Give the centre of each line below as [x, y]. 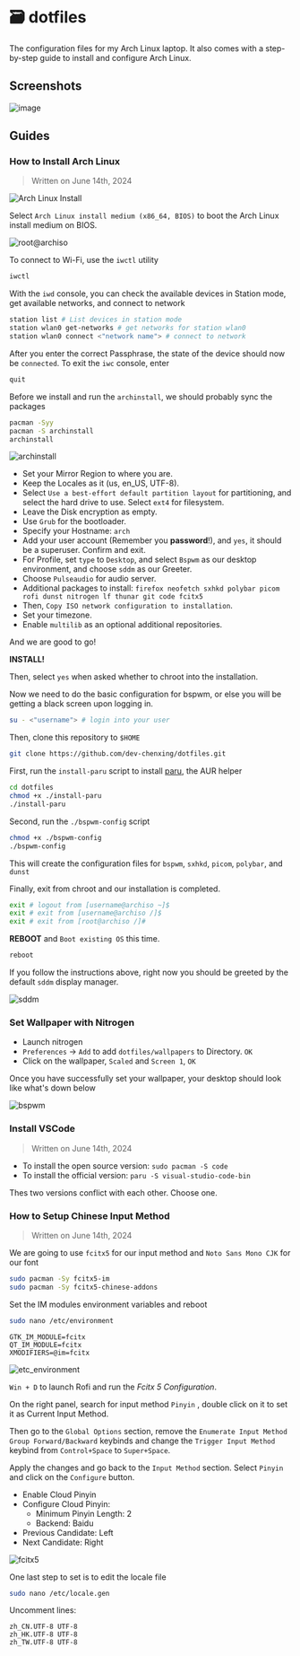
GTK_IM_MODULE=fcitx [48, 1337]
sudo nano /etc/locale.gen [60, 1593]
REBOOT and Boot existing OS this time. [85, 939]
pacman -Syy [31, 423]
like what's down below [53, 1088]
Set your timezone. [57, 615]
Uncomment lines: [43, 1610]
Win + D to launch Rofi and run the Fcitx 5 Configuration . [113, 1387]
